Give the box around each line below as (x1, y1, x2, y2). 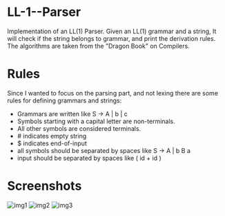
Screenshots (7, 178, 82, 194)
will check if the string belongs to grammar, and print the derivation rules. (7, 34, 216, 42)
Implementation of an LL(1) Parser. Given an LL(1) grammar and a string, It (7, 27, 217, 35)
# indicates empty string (17, 132, 87, 140)
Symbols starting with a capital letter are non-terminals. (17, 117, 176, 125)
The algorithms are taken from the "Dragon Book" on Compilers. (7, 42, 190, 50)
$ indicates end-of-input (17, 139, 88, 147)
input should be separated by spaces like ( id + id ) (17, 154, 162, 162)
